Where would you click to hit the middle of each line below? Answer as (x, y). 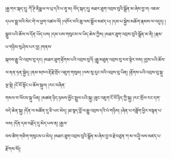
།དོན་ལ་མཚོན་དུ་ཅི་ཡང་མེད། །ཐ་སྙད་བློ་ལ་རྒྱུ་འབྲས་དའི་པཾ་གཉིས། (72, 110)
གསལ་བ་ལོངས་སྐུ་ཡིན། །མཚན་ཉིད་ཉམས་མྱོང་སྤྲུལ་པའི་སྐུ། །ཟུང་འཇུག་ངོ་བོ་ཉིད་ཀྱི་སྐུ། (68, 98)
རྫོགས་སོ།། (13, 149)
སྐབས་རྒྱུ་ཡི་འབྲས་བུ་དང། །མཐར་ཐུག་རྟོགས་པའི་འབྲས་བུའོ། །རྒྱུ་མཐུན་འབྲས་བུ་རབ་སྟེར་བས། (74, 59)
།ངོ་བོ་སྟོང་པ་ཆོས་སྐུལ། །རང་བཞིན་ (40, 85)
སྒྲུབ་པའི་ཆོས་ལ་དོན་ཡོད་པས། (28, 34)
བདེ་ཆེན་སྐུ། (14, 110)
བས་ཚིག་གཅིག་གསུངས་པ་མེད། (29, 136)
